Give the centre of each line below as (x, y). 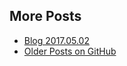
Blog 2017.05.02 (56, 40)
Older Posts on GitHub (70, 51)
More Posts (45, 16)
